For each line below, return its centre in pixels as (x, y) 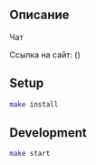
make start (30, 154)
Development (48, 133)
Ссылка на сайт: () (45, 55)
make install (34, 104)
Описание (39, 15)
